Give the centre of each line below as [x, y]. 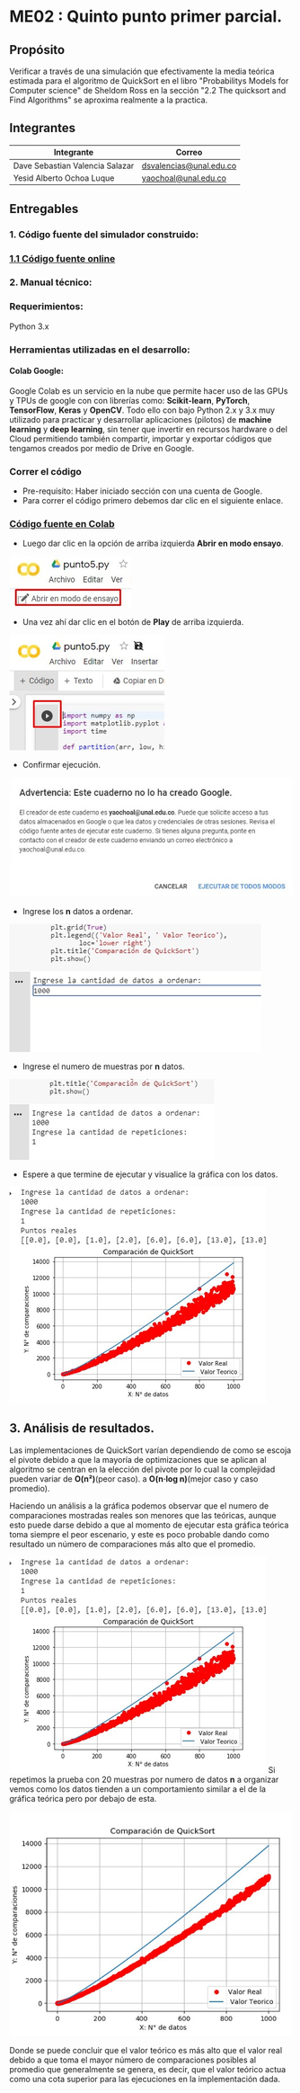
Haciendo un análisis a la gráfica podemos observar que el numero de [139, 1505]
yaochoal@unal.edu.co [184, 178]
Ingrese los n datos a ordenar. [78, 911]
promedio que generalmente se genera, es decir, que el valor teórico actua [148, 2069]
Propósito [37, 50]
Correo [189, 152]
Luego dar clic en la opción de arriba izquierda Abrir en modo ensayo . [153, 543]
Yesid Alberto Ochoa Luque [64, 178]
